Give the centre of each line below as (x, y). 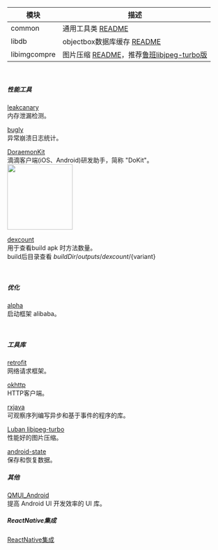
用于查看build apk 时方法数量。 (52, 248)
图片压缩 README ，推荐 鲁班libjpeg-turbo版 (135, 55)
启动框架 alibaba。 (34, 313)
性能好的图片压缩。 (35, 437)
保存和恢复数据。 (32, 459)
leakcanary (23, 107)
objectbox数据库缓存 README (112, 42)
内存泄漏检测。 (29, 115)
